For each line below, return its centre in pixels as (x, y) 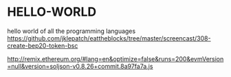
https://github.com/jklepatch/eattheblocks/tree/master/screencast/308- (109, 38)
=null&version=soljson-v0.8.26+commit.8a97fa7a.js (80, 66)
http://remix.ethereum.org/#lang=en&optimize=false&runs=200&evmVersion (115, 58)
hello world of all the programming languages (71, 31)
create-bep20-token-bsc (43, 45)
